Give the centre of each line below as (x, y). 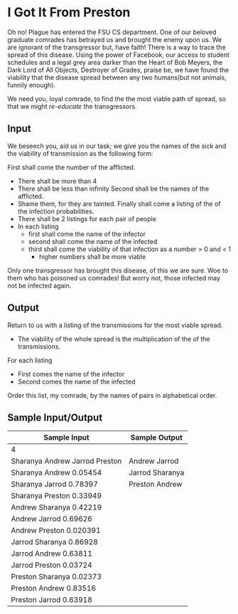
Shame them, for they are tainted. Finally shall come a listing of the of (119, 203)
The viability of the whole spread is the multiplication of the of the (114, 339)
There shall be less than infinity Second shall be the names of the (113, 189)
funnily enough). (31, 85)
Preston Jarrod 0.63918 (52, 600)
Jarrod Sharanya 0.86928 (54, 542)
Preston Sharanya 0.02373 (56, 577)
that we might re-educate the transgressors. (72, 106)
